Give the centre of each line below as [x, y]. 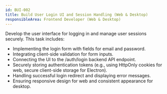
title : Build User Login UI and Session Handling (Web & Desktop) [77, 15]
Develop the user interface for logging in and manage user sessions [76, 34]
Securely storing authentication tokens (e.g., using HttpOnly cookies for [87, 65]
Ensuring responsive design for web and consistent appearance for [83, 81]
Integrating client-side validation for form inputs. [63, 54]
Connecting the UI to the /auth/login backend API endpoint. [74, 60]
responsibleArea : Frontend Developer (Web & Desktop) [63, 19]
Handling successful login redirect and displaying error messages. [81, 76]
